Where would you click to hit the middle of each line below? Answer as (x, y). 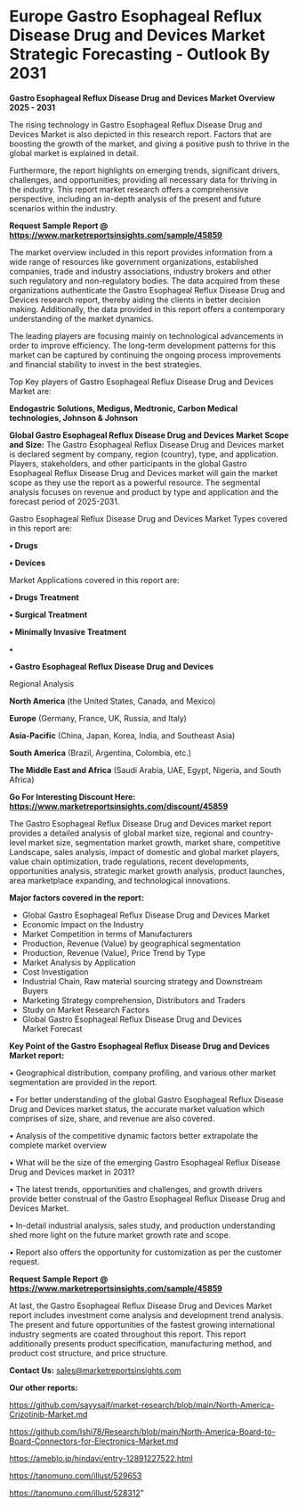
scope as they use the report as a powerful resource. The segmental (135, 482)
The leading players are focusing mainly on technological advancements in (146, 335)
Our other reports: (44, 1388)
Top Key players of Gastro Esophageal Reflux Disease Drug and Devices (141, 382)
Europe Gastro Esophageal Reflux (136, 16)
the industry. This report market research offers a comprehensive (129, 189)
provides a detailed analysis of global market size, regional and (125, 833)
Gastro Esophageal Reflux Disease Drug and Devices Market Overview (142, 98)
